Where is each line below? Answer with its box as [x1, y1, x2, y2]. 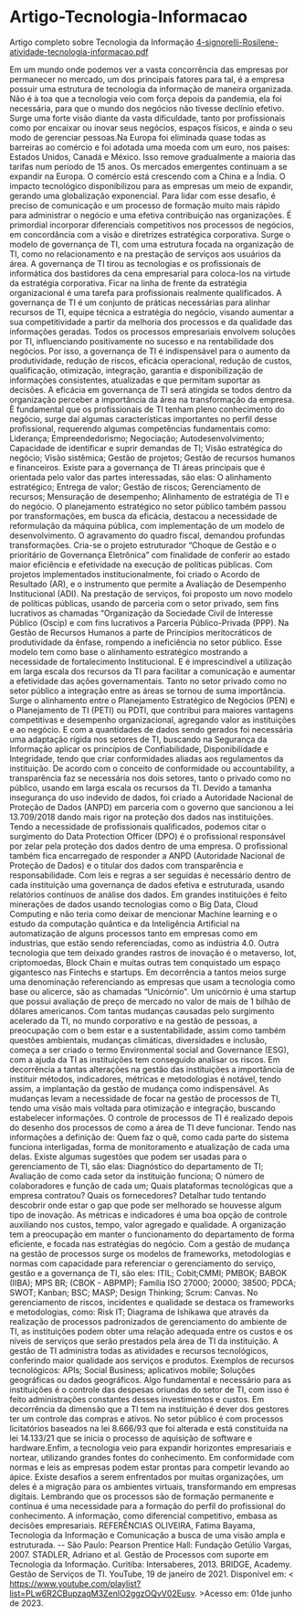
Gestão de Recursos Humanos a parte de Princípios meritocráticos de [9, 627, 272, 638]
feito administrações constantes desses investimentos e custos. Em [9, 1393, 265, 1404]
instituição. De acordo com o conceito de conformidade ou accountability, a [9, 763, 295, 774]
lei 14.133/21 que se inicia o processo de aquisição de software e [9, 1432, 253, 1443]
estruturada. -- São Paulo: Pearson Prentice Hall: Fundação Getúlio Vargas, [9, 1539, 292, 1550]
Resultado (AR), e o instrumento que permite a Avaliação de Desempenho [9, 578, 287, 589]
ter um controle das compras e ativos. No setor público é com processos [9, 1413, 284, 1424]
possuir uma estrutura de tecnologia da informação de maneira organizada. [9, 83, 294, 94]
